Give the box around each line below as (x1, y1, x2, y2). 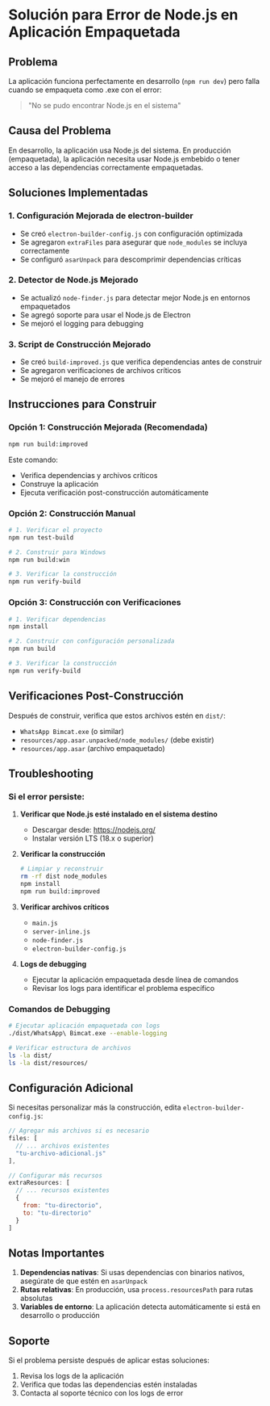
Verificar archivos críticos (19, 902, 110, 912)
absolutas (19, 1294, 53, 1303)
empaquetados (19, 301, 71, 311)
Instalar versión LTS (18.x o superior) (31, 833, 154, 843)
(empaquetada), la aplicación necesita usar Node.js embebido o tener (8, 153, 240, 163)
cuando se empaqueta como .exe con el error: (8, 85, 163, 94)
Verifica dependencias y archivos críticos (19, 470, 158, 480)
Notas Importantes (8, 1246, 105, 1260)
